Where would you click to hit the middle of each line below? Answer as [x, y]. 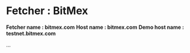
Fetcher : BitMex [47, 11]
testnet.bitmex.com [31, 33]
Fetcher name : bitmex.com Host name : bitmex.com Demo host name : [95, 27]
